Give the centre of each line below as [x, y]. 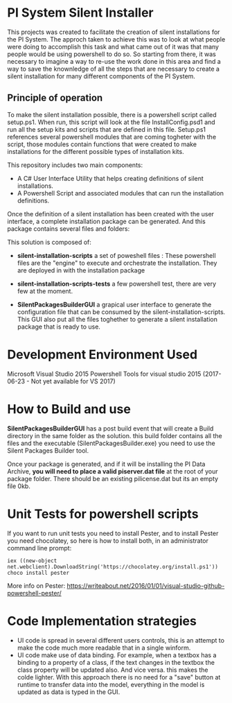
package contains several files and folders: [69, 228]
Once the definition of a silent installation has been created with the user [111, 214]
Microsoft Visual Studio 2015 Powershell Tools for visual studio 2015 [104, 374]
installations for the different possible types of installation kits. [96, 151]
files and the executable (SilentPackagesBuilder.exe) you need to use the [111, 443]
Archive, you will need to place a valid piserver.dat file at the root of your [113, 471]
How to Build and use [69, 409]
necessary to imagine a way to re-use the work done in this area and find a [114, 61]
